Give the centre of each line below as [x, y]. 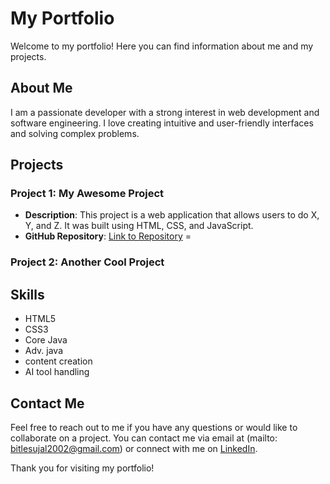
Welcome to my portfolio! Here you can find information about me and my [162, 46]
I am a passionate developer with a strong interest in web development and [165, 112]
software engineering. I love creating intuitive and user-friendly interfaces [162, 123]
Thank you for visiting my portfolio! [82, 468]
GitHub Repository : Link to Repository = [108, 236]
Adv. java [44, 351]
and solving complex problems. [75, 133]
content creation [58, 361]
